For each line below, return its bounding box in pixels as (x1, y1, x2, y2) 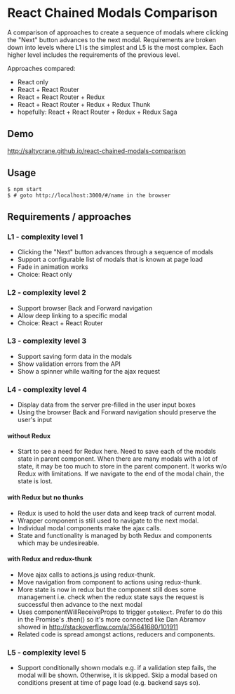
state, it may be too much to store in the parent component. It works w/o (17, 462, 227, 471)
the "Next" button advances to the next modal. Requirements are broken (7, 35, 216, 44)
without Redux (7, 431, 51, 440)
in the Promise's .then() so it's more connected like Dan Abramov (17, 615, 206, 623)
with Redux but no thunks (7, 493, 84, 502)
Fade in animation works (17, 263, 89, 271)
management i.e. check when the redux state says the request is (17, 592, 205, 601)
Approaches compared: (7, 64, 76, 72)
